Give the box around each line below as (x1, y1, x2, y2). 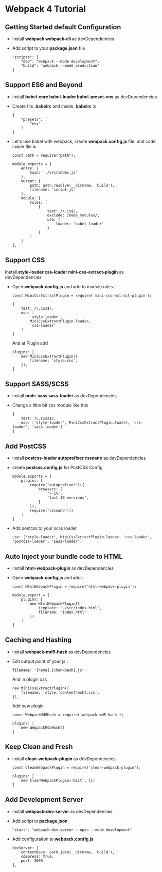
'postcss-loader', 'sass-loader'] (12, 539, 82, 544)
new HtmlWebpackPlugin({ (30, 601, 80, 606)
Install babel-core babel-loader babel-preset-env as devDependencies (12, 94, 157, 100)
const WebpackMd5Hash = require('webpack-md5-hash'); (12, 712, 124, 717)
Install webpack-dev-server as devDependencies (12, 808, 113, 814)
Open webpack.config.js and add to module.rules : (12, 283, 116, 289)
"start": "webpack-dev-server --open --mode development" (12, 827, 132, 832)
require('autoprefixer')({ (30, 483, 85, 488)
